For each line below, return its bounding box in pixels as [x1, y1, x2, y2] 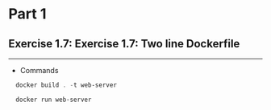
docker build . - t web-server [15, 81, 117, 89]
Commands [19, 66, 59, 75]
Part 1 [8, 5, 47, 23]
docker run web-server [15, 96, 92, 104]
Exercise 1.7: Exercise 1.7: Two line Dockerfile [8, 37, 240, 51]
